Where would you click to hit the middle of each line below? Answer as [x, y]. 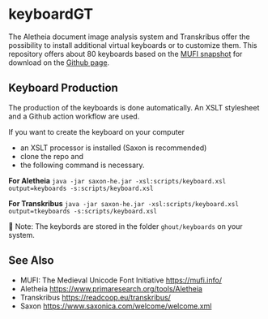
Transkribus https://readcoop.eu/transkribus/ [96, 297]
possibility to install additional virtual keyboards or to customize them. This [133, 45]
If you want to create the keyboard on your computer [96, 131]
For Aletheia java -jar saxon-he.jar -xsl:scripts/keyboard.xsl [117, 180]
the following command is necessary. [82, 165]
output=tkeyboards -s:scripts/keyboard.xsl [83, 211]
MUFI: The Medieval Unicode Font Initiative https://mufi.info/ [121, 280]
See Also [31, 261]
